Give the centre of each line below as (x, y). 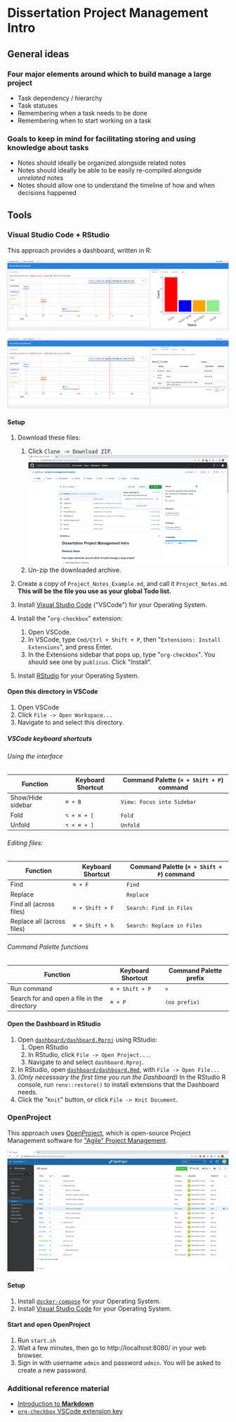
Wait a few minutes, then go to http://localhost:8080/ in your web (112, 1347)
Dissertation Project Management (108, 13)
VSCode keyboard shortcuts (50, 738)
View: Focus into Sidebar (158, 802)
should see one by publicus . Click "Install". (90, 662)
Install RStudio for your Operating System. (78, 675)
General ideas (38, 54)
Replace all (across (38, 921)
